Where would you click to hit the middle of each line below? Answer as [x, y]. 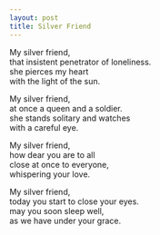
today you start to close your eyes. [74, 201]
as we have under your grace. [65, 220]
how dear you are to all [52, 154]
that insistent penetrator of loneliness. [80, 62]
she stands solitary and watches [70, 118]
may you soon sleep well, [57, 211]
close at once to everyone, [59, 164]
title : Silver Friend [50, 26]
